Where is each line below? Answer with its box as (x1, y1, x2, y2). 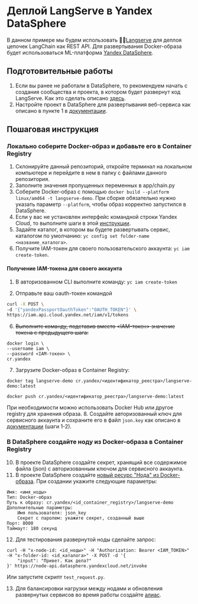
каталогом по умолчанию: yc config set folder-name (15, 233, 150, 240)
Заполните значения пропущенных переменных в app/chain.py (15, 182, 175, 189)
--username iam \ (7, 346, 50, 352)
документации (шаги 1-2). (7, 423, 72, 430)
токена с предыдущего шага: (15, 329, 89, 336)
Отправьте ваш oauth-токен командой (15, 290, 112, 297)
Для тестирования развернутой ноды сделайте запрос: (15, 536, 156, 543)
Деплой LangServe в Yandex (7, 4, 153, 18)
